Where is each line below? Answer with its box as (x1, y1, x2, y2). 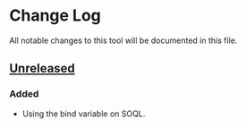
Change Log (9, 5, 101, 26)
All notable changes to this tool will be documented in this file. (9, 35, 238, 46)
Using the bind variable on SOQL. (21, 108, 146, 119)
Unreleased (9, 61, 76, 76)
